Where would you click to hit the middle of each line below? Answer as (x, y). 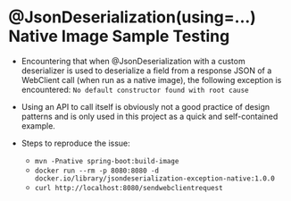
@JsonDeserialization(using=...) (132, 17)
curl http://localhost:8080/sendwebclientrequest (129, 188)
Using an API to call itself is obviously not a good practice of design (145, 106)
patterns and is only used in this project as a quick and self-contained (150, 116)
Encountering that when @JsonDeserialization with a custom (133, 61)
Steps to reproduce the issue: (75, 143)
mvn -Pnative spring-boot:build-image (107, 161)
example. (38, 126)
